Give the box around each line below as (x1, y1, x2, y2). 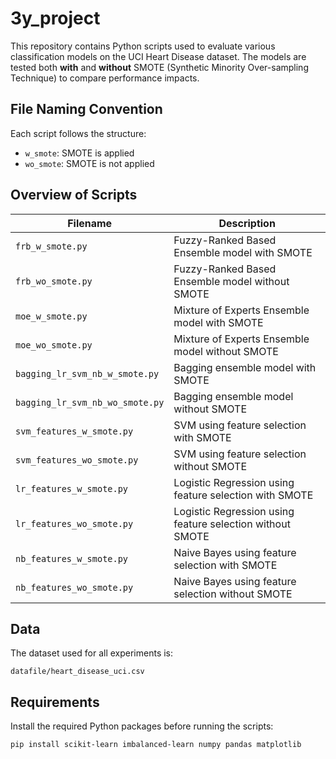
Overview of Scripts (10, 187, 138, 204)
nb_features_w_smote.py (15, 553, 129, 564)
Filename (67, 216, 113, 230)
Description (218, 216, 276, 230)
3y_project (10, 7, 101, 30)
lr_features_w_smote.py (15, 483, 129, 494)
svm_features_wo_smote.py (15, 454, 139, 466)
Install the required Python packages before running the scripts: (10, 720, 274, 732)
